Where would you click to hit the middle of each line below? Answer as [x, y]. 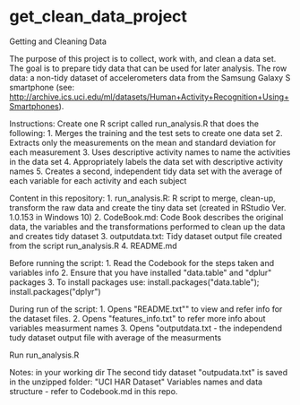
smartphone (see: [42, 87]
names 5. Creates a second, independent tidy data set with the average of [146, 171]
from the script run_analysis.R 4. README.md [93, 246]
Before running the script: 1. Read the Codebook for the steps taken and [142, 263]
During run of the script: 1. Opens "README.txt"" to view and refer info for [146, 309]
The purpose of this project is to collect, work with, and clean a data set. [143, 58]
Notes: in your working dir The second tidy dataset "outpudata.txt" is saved [149, 372]
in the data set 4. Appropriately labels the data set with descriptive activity [146, 161]
